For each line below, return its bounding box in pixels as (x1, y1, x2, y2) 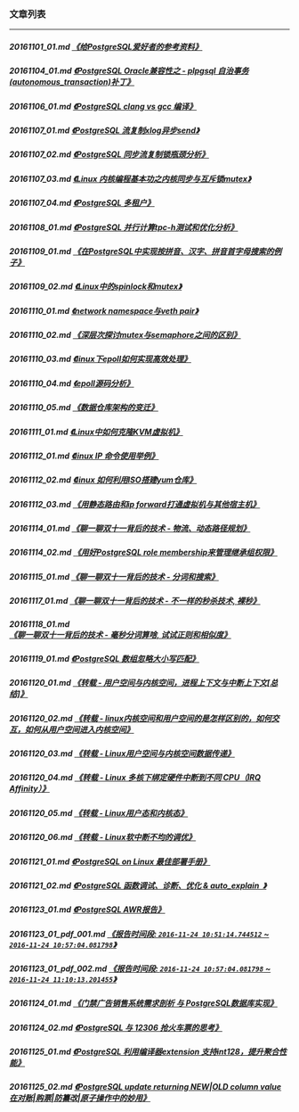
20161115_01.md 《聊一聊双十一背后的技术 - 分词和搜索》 (9, 571, 220, 581)
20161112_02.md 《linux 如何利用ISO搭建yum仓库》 (9, 474, 198, 485)
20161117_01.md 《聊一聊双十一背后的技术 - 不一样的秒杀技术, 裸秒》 (9, 596, 261, 606)
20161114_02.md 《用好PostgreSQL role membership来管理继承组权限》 (9, 547, 279, 558)
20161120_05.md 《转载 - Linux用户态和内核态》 (9, 807, 189, 818)
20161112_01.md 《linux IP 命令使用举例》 (9, 450, 159, 461)
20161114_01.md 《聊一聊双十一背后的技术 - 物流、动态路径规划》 (9, 523, 251, 534)
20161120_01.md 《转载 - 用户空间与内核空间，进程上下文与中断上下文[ (9, 678, 271, 688)
